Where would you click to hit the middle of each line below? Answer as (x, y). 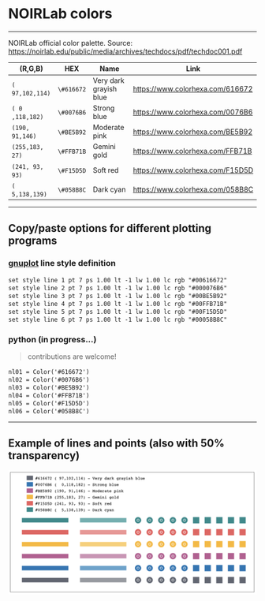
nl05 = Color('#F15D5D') (49, 404)
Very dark (108, 80)
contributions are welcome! (72, 356)
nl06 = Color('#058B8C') (49, 412)
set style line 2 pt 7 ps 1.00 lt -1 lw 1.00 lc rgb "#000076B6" (118, 289)
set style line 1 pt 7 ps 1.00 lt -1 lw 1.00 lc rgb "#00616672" (118, 281)
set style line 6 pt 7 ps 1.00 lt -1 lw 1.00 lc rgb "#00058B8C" (118, 320)
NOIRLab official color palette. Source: (71, 43)
